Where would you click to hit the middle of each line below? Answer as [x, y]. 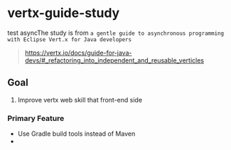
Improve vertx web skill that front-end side [80, 100]
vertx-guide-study [64, 13]
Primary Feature [36, 118]
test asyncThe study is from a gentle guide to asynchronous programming [116, 33]
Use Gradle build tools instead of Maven [76, 134]
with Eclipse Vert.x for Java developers [70, 39]
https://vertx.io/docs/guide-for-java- [78, 53]
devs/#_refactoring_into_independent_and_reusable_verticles [114, 60]
